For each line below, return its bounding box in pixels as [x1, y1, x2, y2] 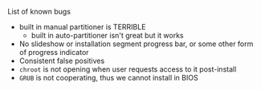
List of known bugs [7, 7, 71, 16]
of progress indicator [18, 48, 89, 57]
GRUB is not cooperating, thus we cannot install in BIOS [18, 73, 198, 82]
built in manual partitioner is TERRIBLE [18, 22, 146, 31]
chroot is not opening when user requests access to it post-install [18, 65, 237, 74]
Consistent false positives [18, 56, 105, 65]
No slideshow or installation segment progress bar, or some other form [18, 39, 254, 49]
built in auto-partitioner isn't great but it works [31, 31, 184, 40]
